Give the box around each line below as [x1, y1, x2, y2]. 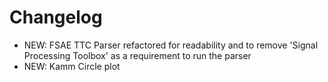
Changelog [9, 6, 103, 29]
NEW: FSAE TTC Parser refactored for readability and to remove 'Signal [23, 39, 319, 51]
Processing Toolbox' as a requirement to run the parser [23, 49, 252, 61]
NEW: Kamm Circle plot [23, 60, 121, 72]
